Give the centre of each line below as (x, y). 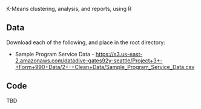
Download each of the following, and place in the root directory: (86, 42)
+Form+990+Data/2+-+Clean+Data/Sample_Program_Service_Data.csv (105, 67)
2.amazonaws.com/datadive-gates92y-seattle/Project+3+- (89, 61)
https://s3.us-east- (119, 54)
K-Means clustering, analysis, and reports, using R (69, 9)
